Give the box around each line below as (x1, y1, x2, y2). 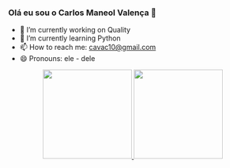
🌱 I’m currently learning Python (19, 33, 121, 43)
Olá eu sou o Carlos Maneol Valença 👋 (8, 7, 156, 18)
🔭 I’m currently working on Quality (19, 25, 131, 35)
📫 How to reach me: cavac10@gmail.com (19, 43, 156, 52)
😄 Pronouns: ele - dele (19, 54, 96, 63)
